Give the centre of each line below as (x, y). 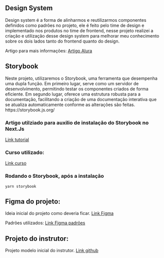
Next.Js (15, 129)
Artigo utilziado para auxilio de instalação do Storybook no (77, 122)
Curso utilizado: (25, 152)
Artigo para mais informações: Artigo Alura (49, 51)
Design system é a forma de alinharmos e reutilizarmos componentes (76, 20)
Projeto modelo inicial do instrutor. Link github (52, 251)
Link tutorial (17, 139)
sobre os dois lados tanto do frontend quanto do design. (62, 41)
